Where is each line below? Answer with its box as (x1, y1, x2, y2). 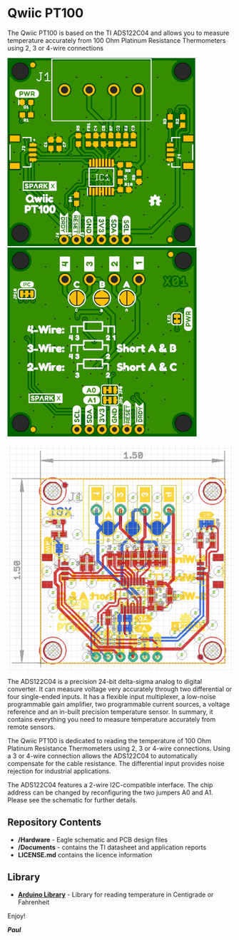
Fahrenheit (17, 897, 50, 906)
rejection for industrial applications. (7, 767, 112, 775)
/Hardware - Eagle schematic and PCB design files (17, 835, 168, 844)
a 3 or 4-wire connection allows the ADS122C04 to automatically (7, 751, 198, 760)
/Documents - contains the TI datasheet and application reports (17, 843, 207, 852)
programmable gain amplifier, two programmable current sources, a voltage (7, 700, 230, 708)
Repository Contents (7, 817, 102, 829)
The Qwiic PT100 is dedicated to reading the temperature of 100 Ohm (7, 736, 212, 745)
